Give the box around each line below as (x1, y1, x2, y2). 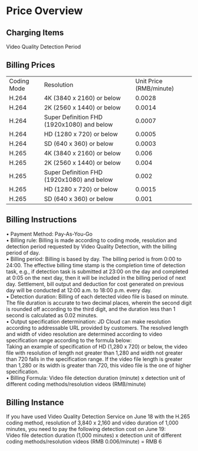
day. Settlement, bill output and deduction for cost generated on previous (6, 280, 184, 287)
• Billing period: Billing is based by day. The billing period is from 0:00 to (6, 255, 181, 263)
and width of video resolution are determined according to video (6, 330, 163, 337)
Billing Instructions (6, 215, 77, 225)
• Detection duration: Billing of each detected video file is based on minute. (6, 293, 189, 300)
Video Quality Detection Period (6, 43, 81, 50)
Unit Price (135, 77, 163, 85)
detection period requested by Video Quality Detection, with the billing (6, 243, 177, 250)
